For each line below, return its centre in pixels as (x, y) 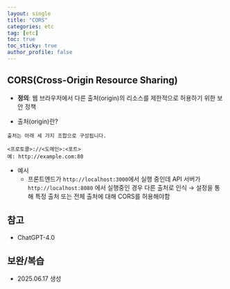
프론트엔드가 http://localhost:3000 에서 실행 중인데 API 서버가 (114, 179)
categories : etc (30, 26)
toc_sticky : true (32, 46)
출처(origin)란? (38, 121)
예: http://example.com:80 (45, 157)
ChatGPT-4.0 (36, 237)
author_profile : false (40, 53)
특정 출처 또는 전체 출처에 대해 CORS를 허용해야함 (103, 196)
